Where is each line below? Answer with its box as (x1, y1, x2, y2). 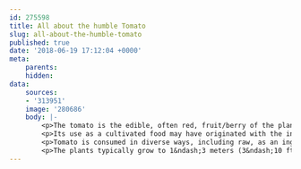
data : (9, 80, 30, 89)
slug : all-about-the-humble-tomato (9, 30, 142, 38)
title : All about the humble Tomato (9, 21, 146, 30)
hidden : (25, 72, 54, 80)
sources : (25, 88, 58, 97)
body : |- (25, 113, 58, 122)
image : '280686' (25, 105, 87, 114)
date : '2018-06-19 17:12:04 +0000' (9, 46, 142, 55)
